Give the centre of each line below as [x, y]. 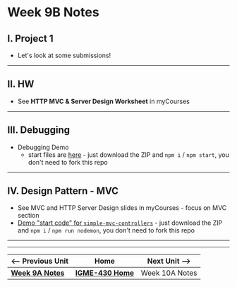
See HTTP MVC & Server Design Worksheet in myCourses [104, 101]
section [28, 216]
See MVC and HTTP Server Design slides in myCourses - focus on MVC [122, 208]
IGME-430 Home [105, 273]
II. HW [21, 84]
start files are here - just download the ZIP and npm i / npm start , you [128, 154]
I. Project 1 [31, 39]
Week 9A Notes [38, 273]
